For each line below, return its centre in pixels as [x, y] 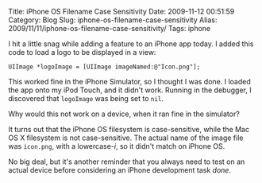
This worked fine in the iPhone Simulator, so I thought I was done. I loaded [130, 82]
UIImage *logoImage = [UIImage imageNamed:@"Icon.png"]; [104, 67]
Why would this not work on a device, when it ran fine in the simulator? [124, 114]
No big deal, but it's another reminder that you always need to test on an [127, 162]
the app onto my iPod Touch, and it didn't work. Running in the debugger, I [130, 90]
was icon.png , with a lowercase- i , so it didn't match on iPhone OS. [117, 146]
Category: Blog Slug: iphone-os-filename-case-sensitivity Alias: [113, 20]
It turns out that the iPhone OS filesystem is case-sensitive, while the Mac [129, 129]
